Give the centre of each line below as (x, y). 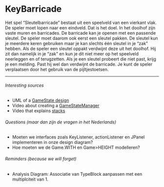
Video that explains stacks (39, 111)
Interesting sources (24, 85)
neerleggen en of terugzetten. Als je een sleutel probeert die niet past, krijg (81, 59)
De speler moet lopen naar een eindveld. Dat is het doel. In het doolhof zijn (80, 27)
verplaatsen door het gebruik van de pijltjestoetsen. (57, 69)
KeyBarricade (33, 9)
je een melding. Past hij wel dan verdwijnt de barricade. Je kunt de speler (79, 64)
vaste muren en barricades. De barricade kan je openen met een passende (81, 33)
